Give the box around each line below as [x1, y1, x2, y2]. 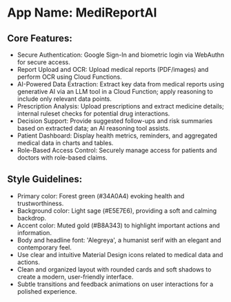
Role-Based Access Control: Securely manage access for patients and [17, 147, 217, 154]
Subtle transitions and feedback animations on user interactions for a [17, 280, 214, 288]
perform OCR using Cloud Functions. [17, 73, 122, 81]
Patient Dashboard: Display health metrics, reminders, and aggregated [17, 131, 217, 140]
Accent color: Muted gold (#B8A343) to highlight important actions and [17, 221, 220, 229]
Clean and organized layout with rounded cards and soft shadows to [17, 265, 212, 274]
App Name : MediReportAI [7, 5, 157, 21]
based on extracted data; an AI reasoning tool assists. [17, 124, 170, 132]
